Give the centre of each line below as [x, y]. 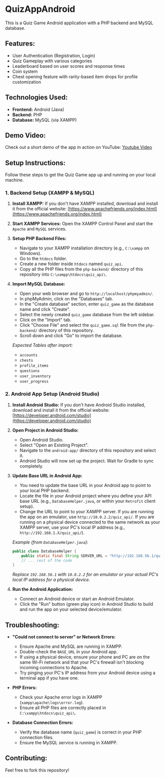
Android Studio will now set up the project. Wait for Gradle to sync [87, 461]
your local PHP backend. [45, 490]
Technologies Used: [36, 97]
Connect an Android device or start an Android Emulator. [77, 599]
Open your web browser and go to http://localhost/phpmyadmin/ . [86, 293]
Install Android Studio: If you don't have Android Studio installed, [79, 405]
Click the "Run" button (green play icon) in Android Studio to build [86, 604]
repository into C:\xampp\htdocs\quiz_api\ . [63, 274]
